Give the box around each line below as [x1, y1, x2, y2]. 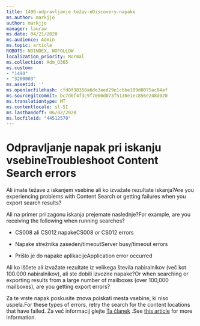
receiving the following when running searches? [6, 217, 125, 224]
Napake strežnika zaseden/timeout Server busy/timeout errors [14, 241, 168, 248]
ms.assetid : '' [6, 82, 44, 88]
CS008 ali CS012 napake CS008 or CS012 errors [14, 229, 134, 236]
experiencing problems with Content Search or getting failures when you [6, 193, 186, 200]
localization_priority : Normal [6, 54, 85, 60]
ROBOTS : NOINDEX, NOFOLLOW [6, 48, 74, 54]
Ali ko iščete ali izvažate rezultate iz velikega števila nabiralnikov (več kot [6, 264, 187, 271]
